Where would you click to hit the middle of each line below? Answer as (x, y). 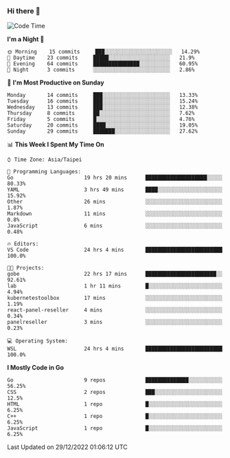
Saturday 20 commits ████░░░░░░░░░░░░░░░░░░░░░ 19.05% (102, 126)
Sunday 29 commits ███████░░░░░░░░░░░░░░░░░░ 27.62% (102, 131)
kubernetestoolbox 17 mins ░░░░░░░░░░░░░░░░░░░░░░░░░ (115, 298)
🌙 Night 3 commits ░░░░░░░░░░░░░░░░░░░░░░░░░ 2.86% (101, 70)
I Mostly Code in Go (35, 368)
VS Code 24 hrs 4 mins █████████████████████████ (115, 250)
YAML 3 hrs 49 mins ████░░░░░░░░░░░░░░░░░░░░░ (115, 190)
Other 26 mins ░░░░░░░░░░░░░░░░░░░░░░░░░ (115, 202)
